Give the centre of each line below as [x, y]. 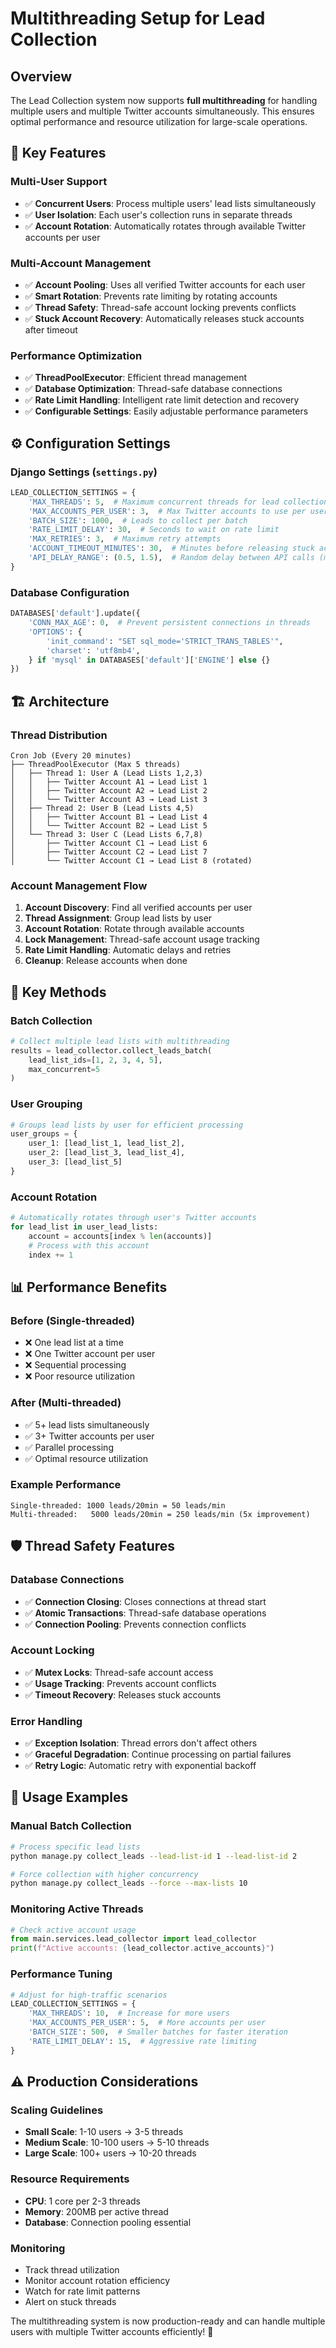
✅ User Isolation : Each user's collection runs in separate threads [158, 214]
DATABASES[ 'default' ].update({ [75, 613]
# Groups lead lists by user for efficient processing [127, 1125]
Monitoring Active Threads [77, 1909]
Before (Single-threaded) [73, 1320]
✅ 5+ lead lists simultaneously [87, 1424]
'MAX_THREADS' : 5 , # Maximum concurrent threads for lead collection [178, 502]
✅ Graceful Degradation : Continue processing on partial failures [158, 1754]
